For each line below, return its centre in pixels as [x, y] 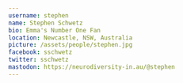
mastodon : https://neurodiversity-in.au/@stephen [92, 67]
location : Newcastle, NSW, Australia [71, 38]
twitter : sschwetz [38, 60]
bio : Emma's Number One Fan [55, 30]
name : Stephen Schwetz [46, 23]
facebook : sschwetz [40, 52]
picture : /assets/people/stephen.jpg [71, 45]
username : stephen [38, 15]
